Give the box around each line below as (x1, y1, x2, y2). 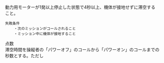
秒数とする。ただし (5, 53, 44, 59)
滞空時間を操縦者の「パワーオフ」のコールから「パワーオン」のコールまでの (5, 47, 160, 52)
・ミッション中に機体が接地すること (14, 31, 76, 36)
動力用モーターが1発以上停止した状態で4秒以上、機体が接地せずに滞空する (5, 4, 156, 10)
